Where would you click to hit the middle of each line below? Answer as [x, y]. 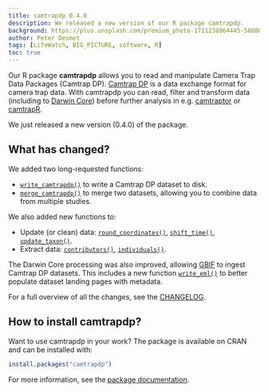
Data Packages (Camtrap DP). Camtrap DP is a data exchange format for [128, 84]
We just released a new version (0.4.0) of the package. [99, 125]
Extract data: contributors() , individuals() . [93, 249]
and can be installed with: [51, 349]
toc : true [25, 53]
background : [28, 30]
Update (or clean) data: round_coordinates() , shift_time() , [117, 232]
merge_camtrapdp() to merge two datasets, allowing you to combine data [138, 193]
